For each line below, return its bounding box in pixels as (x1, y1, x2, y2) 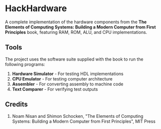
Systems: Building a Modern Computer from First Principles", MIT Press (12, 118, 156, 124)
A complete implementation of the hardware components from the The (5, 19, 147, 25)
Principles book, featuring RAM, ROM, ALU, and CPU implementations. (5, 29, 147, 35)
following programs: (5, 61, 45, 67)
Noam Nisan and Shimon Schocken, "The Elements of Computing (12, 113, 143, 119)
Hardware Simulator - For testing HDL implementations (12, 71, 124, 77)
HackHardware (5, 3, 67, 14)
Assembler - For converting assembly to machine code (12, 81, 124, 87)
